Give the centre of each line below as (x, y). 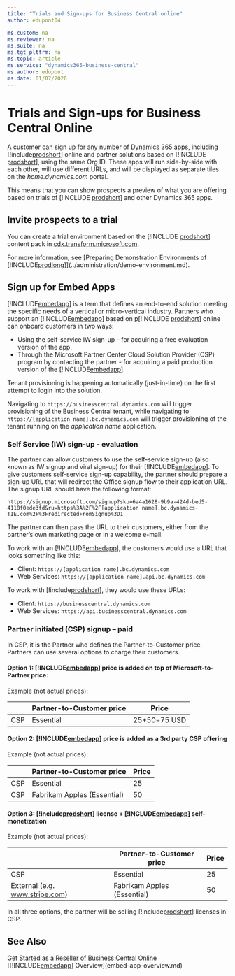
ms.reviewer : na (31, 39)
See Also (27, 941)
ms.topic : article (34, 59)
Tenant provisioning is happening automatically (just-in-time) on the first (112, 383)
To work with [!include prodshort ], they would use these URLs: (96, 590)
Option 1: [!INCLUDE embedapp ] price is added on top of (90, 668)
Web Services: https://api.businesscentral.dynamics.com (102, 611)
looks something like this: (44, 556)
